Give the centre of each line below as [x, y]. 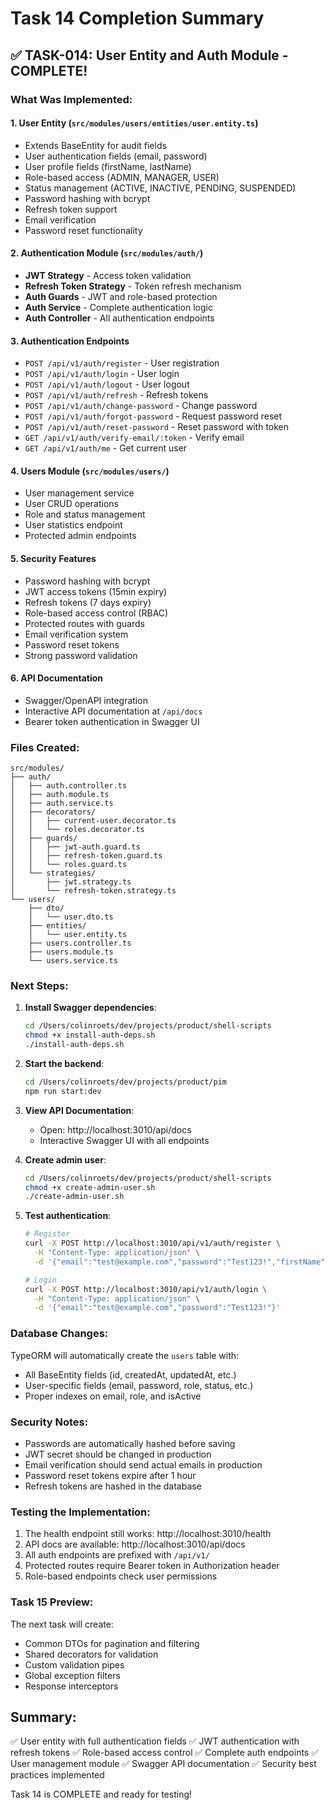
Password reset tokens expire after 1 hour [110, 1475]
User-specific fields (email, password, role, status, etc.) [139, 1385]
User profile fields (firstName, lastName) [108, 166]
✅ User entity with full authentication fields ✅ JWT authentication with [155, 1741]
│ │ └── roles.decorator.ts [77, 830]
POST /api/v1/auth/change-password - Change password [141, 406]
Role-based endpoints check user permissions [121, 1576]
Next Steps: [39, 985]
